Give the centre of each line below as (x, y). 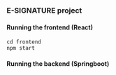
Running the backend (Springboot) (58, 63)
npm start (21, 48)
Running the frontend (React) (50, 27)
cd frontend (24, 42)
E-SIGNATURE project (44, 11)
